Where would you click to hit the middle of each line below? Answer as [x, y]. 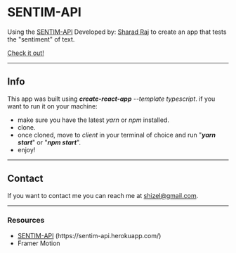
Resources [26, 221]
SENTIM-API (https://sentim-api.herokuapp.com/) [89, 235]
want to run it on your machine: [52, 106]
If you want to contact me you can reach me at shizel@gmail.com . [103, 195]
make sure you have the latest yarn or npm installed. [93, 120]
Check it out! [26, 53]
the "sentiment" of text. [41, 39]
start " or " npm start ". [49, 142]
